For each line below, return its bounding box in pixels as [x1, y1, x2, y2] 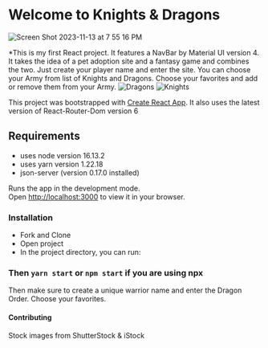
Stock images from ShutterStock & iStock [8, 330, 145, 340]
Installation [8, 211, 54, 223]
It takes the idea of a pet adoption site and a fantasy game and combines [8, 56, 250, 66]
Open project [19, 239, 64, 248]
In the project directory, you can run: [19, 248, 141, 257]
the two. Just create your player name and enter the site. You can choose [8, 64, 251, 74]
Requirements [8, 129, 80, 143]
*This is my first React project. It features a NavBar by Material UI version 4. [8, 47, 259, 57]
